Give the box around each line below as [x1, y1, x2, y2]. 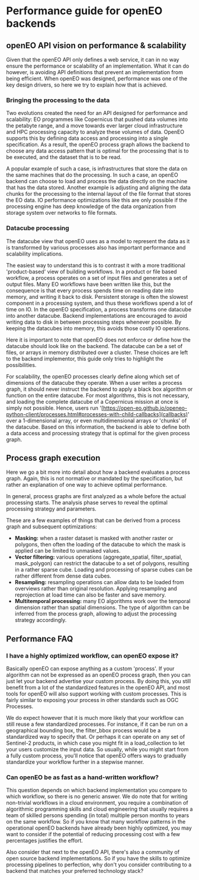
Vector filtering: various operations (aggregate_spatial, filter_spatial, [14, 553, 182, 561]
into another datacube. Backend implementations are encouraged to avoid [6, 312, 188, 319]
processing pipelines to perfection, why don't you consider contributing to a [6, 861, 192, 868]
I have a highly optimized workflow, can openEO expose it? [6, 651, 179, 659]
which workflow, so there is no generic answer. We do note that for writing [6, 793, 188, 800]
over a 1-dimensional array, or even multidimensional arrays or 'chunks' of [6, 417, 187, 424]
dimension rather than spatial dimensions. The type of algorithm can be [14, 604, 190, 611]
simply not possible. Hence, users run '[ [6, 404, 104, 412]
